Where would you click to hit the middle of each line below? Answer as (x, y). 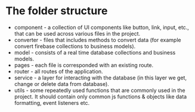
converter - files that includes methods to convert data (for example (97, 40)
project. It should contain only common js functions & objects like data (100, 97)
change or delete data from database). (62, 84)
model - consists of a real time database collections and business (95, 52)
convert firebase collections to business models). (75, 46)
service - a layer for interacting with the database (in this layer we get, (100, 78)
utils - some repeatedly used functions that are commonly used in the (100, 90)
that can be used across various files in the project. (77, 33)
